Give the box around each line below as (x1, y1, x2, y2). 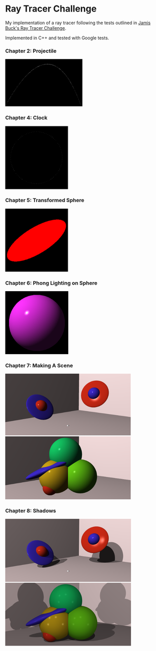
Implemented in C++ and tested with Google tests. (5, 35, 109, 41)
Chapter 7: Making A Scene (5, 362, 73, 369)
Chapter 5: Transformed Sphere (5, 197, 84, 204)
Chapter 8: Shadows (5, 507, 56, 514)
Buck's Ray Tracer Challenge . (5, 25, 67, 31)
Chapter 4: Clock (5, 114, 48, 121)
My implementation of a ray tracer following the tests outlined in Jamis (5, 20, 151, 26)
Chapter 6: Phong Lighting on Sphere (5, 279, 98, 286)
